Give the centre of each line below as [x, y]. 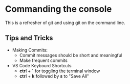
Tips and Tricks [29, 38]
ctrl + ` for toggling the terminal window [60, 71]
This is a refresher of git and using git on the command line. [65, 23]
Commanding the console [58, 9]
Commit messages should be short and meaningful [71, 55]
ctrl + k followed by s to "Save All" [54, 76]
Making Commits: [30, 50]
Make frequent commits [43, 60]
